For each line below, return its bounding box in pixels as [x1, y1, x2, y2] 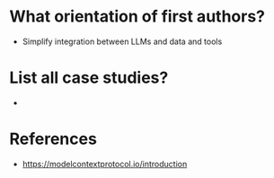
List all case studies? [9, 67, 169, 88]
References [9, 129, 97, 149]
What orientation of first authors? [9, 6, 265, 27]
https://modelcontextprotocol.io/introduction [22, 158, 188, 169]
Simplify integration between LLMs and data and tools [22, 36, 223, 47]
